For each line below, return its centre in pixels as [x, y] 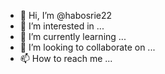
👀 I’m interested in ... [62, 26]
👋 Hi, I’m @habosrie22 [66, 15]
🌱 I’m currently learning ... [73, 36]
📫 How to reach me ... [66, 58]
